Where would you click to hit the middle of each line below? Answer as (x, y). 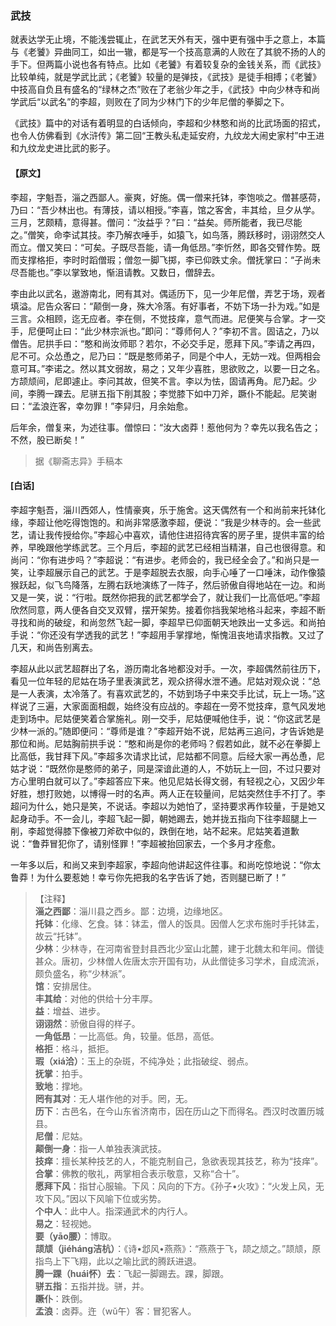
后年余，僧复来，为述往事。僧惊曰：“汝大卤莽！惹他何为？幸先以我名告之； (166, 427)
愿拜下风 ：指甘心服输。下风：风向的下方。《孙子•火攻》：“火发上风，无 (179, 1186)
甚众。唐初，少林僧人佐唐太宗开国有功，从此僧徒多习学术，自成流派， (179, 961)
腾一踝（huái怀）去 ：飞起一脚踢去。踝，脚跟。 (132, 1273)
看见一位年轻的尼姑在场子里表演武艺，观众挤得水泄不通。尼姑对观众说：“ (161, 681)
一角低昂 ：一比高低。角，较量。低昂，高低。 (127, 1036)
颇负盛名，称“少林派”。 (83, 973)
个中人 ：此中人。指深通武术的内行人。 (113, 1211)
